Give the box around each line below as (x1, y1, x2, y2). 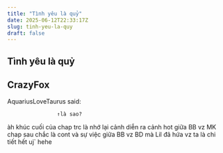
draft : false (7, 29, 45, 37)
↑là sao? (56, 111, 82, 118)
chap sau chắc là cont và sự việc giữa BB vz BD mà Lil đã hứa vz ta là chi (7, 130, 216, 139)
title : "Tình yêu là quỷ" (7, 10, 82, 17)
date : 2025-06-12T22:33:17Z (7, 17, 89, 24)
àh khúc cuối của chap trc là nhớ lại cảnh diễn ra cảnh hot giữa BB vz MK (7, 123, 217, 131)
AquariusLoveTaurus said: (7, 97, 81, 106)
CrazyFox (7, 79, 50, 91)
